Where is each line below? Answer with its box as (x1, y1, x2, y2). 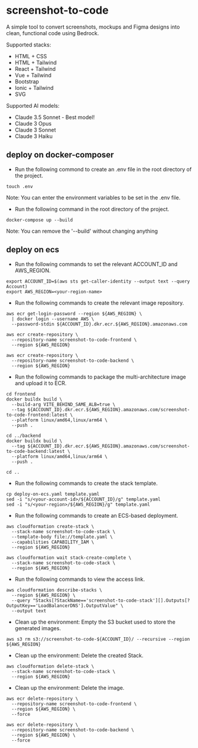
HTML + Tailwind (14, 59, 57, 66)
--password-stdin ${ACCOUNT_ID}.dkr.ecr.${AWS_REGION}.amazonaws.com (11, 321, 187, 327)
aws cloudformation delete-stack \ (6, 663, 95, 669)
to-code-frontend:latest (6, 412, 68, 418)
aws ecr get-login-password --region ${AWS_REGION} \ (6, 311, 143, 317)
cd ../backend (6, 433, 42, 439)
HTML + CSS (14, 52, 48, 60)
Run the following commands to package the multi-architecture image (14, 373, 186, 380)
